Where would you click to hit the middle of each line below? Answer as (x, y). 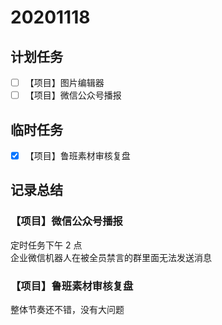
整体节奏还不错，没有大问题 (67, 309)
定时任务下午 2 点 (46, 245)
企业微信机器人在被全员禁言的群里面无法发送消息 (111, 257)
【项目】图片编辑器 (64, 82)
